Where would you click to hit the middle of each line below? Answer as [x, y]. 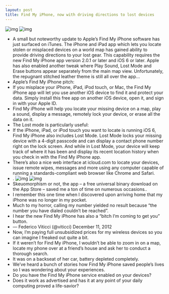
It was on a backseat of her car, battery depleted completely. [76, 259]
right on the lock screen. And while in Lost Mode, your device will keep [86, 146]
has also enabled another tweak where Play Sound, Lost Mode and [82, 66]
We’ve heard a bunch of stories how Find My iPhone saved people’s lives [88, 264]
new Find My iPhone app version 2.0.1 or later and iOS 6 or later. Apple [86, 60]
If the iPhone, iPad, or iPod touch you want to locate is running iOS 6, [84, 130]
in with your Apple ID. [35, 103]
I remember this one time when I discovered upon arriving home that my [88, 194]
